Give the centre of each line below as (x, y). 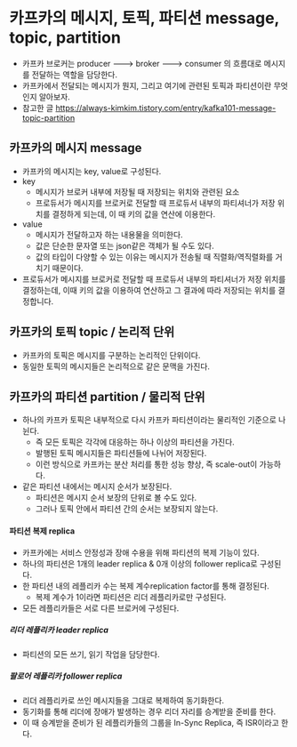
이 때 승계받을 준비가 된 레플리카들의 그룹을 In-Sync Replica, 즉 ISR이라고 (151, 722)
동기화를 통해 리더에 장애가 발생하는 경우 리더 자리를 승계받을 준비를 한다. (149, 711)
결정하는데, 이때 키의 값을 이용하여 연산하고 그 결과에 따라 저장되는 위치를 (149, 290)
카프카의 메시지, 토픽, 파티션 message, (144, 18)
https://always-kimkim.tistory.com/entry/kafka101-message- (166, 108)
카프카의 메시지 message (76, 148)
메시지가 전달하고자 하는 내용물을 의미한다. (109, 234)
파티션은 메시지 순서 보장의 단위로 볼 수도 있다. (116, 498)
